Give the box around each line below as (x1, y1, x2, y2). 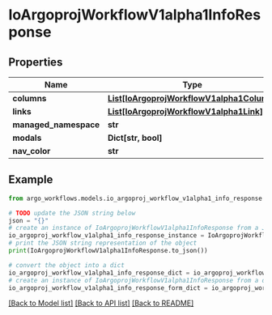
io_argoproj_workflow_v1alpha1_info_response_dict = (8, 269, 190, 277)
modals (12, 132, 42, 143)
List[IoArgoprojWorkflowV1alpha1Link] (108, 106, 263, 117)
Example (8, 172, 53, 187)
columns (12, 93, 47, 104)
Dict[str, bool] (108, 132, 163, 143)
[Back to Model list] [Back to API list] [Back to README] (8, 298, 194, 309)
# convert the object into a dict (8, 261, 125, 269)
